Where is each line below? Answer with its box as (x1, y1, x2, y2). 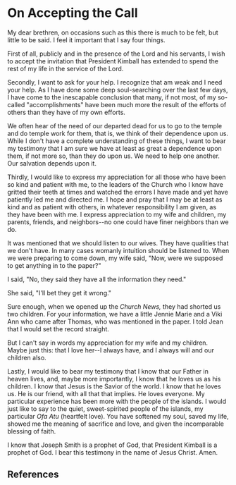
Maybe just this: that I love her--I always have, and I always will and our (7, 345, 215, 354)
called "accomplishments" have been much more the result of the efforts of (7, 100, 227, 109)
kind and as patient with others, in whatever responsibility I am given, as (7, 202, 217, 211)
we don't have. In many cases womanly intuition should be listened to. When (7, 246, 230, 254)
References (7, 469, 59, 481)
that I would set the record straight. (7, 324, 109, 333)
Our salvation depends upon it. (7, 159, 97, 167)
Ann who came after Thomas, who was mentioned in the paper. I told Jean (7, 317, 223, 326)
